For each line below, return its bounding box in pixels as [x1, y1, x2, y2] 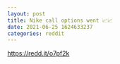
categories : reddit [7, 30, 65, 37]
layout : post [7, 10, 46, 18]
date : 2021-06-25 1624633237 [7, 23, 93, 30]
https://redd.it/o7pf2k [7, 49, 70, 58]
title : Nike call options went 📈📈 [7, 17, 113, 24]
